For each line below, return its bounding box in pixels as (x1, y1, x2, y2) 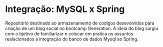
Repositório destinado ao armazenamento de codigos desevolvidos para (5, 20, 154, 26)
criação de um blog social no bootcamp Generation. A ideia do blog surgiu (5, 25, 158, 31)
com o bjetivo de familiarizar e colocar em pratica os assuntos (5, 30, 133, 36)
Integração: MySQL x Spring (5, 3, 125, 15)
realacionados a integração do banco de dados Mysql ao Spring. (5, 36, 138, 42)
